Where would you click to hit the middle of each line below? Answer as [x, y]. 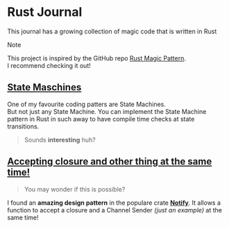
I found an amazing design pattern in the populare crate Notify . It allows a [114, 203]
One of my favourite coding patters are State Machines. [87, 104]
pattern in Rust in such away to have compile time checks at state [101, 119]
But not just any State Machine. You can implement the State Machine [107, 111]
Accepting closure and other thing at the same [110, 161]
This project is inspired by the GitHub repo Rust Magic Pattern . [96, 58]
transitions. [23, 126]
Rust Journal [45, 12]
